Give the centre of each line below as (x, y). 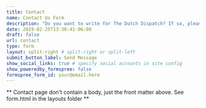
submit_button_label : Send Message (52, 58)
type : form (20, 47)
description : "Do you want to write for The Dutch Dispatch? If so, (96, 23)
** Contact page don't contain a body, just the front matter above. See (95, 92)
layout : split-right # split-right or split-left (71, 52)
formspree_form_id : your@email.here (53, 75)
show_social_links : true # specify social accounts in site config (94, 63)
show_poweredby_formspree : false (49, 69)
